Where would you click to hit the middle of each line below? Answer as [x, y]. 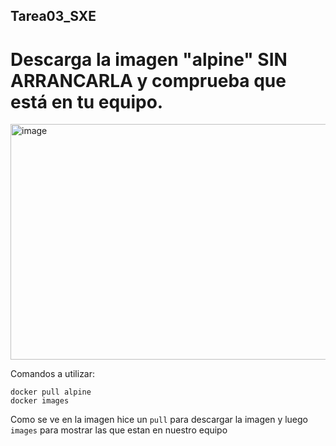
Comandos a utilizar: [53, 374]
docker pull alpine [51, 392]
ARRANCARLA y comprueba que [148, 80]
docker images [40, 401]
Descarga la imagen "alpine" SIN [149, 59]
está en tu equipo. [87, 101]
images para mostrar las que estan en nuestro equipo [119, 430]
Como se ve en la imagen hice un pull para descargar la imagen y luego [159, 420]
